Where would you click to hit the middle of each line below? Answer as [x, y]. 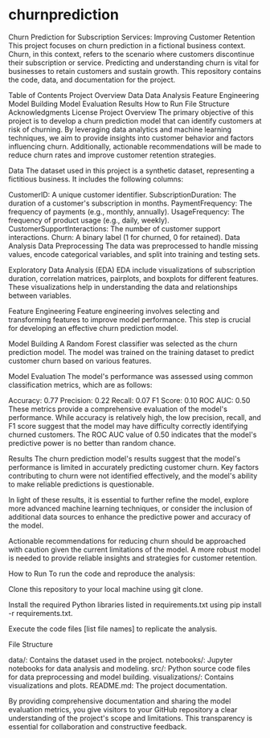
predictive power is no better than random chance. [92, 442]
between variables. [40, 296]
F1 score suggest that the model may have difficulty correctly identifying [128, 426]
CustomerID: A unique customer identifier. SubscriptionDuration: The [123, 194]
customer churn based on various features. [80, 361]
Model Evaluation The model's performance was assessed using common [131, 376]
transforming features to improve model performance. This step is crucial [130, 320]
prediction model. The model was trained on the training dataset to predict [131, 352]
